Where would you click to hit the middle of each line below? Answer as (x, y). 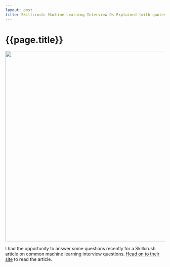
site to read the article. (29, 259)
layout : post (19, 10)
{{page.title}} (34, 40)
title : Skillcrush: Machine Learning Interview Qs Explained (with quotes (86, 15)
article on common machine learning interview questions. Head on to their (82, 254)
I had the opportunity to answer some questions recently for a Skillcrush (80, 249)
